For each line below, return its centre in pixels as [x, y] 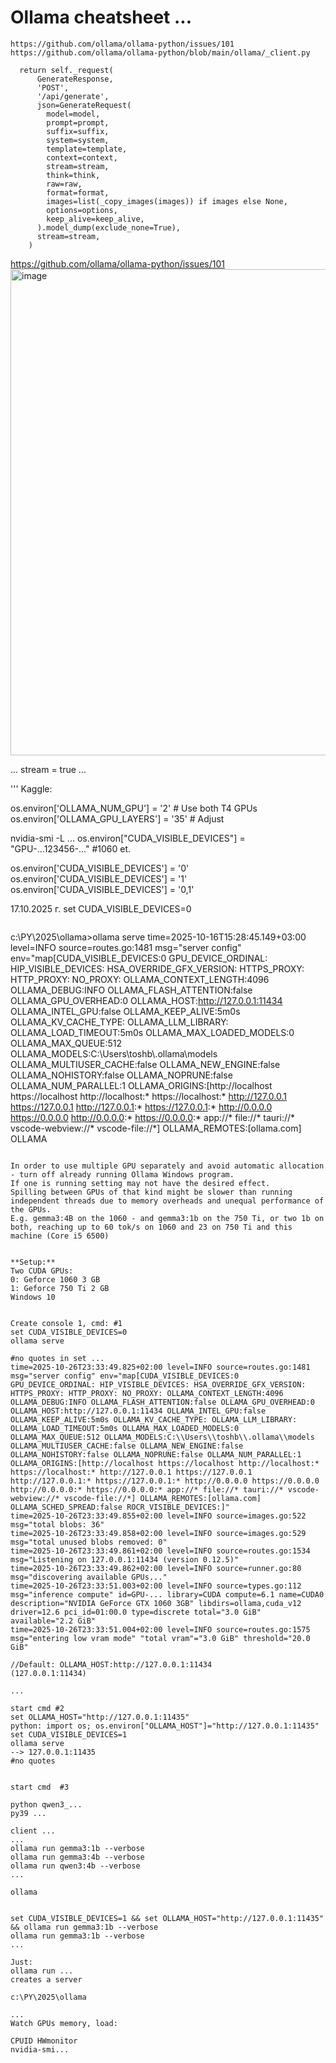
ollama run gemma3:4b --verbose [77, 1857]
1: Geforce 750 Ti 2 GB [60, 1288]
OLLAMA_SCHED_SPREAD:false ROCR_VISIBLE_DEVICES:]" [120, 1507]
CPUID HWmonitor [44, 2041]
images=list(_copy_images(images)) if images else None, [167, 201]
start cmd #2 [37, 1708]
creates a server [46, 1979]
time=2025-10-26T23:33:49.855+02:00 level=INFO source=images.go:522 [158, 1516]
